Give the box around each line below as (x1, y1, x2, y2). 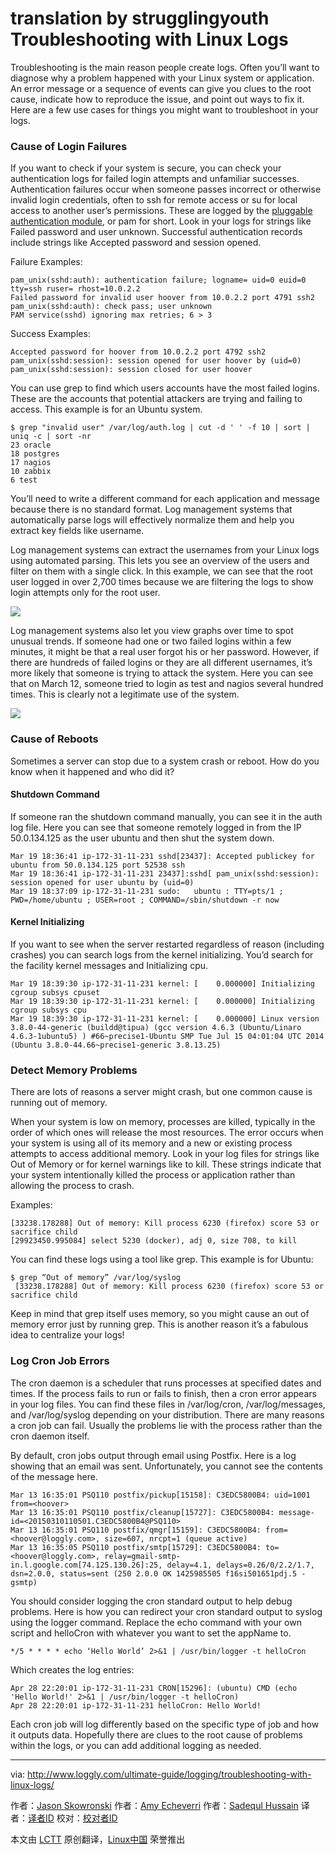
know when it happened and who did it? (10, 765, 175, 777)
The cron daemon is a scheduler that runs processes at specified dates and (10, 1377, 322, 1389)
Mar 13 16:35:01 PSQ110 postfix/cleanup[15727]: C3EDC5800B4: (10, 1507, 275, 1517)
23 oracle (10, 440, 52, 451)
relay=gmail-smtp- (104, 1551, 182, 1561)
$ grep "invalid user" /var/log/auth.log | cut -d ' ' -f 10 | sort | (10, 423, 311, 433)
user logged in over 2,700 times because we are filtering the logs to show (10, 576, 314, 588)
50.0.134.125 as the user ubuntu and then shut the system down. (10, 832, 275, 844)
